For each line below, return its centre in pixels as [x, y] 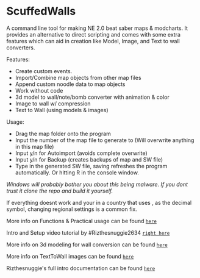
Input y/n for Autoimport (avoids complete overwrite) [81, 153]
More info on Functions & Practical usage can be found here [82, 221]
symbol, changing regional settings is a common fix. [72, 209]
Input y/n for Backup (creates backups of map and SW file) [89, 159]
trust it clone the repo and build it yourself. [60, 191]
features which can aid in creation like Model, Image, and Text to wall [93, 41]
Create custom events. [44, 71]
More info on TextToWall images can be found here [70, 256]
